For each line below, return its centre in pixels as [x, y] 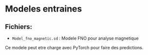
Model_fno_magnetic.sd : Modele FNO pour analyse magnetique [75, 38]
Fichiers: [19, 27]
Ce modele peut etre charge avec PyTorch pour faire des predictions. [74, 48]
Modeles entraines [44, 9]
